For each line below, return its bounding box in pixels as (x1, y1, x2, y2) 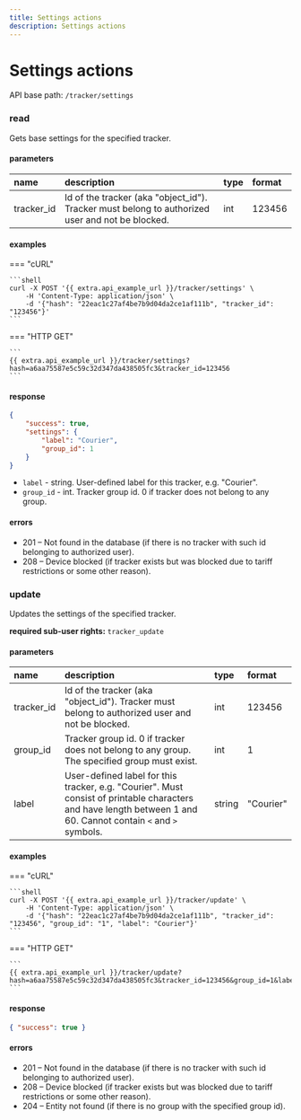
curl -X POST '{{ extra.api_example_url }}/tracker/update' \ (9, 895, 246, 905)
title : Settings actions (9, 13, 102, 22)
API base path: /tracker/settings (9, 90, 134, 101)
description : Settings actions (9, 22, 126, 31)
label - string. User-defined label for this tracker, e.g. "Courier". (21, 477, 258, 488)
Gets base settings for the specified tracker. (9, 132, 172, 144)
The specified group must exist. (64, 755, 198, 768)
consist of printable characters (64, 792, 194, 805)
